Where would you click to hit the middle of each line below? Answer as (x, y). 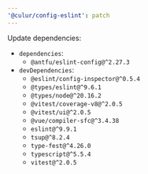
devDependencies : (46, 70)
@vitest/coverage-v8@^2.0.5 (76, 104)
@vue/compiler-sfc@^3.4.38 (75, 120)
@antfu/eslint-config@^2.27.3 (80, 62)
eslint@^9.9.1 (54, 129)
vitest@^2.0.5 (54, 162)
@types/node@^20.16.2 (66, 95)
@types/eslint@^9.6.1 (66, 87)
